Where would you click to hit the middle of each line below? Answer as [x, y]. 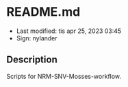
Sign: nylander [37, 38]
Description [32, 60]
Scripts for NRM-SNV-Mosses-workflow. [64, 76]
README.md [43, 12]
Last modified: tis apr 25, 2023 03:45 [69, 31]
